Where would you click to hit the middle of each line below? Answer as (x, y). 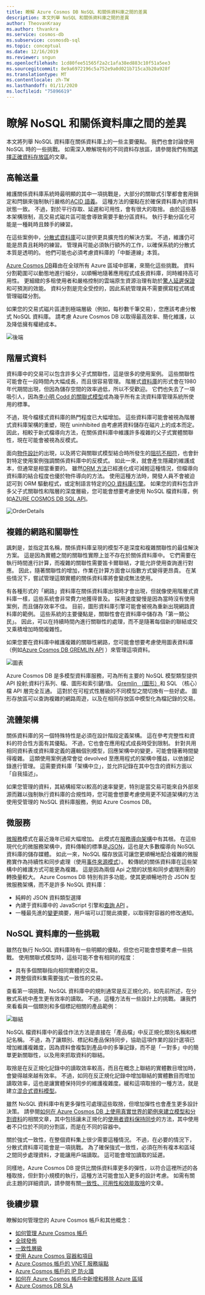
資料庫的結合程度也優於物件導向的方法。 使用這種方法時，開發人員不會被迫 (101, 476)
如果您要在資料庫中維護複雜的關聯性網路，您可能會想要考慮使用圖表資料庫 (100, 642)
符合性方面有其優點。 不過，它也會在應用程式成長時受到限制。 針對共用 (106, 743)
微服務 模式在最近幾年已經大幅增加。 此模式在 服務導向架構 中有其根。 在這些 (101, 839)
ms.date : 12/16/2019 (33, 52)
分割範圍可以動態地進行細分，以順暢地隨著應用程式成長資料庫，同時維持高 (100, 273)
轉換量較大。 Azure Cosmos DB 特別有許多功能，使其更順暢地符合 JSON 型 (101, 877)
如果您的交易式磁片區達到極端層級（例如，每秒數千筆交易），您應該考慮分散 (101, 309)
